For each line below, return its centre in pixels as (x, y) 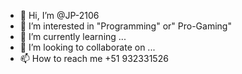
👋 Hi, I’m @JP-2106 (59, 15)
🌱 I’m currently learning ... (73, 36)
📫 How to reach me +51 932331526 (94, 58)
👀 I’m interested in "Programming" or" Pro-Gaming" (125, 26)
